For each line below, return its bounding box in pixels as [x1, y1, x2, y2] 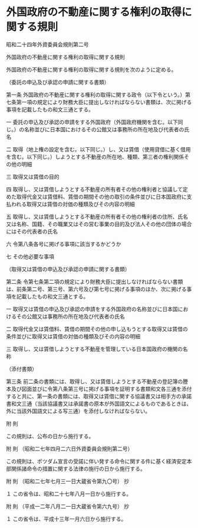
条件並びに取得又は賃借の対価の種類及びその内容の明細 [6, 332, 140, 340]
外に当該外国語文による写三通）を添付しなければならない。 [6, 407, 151, 414]
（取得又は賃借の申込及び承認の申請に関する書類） [6, 265, 130, 273]
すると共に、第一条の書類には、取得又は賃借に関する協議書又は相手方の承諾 [6, 393, 192, 400]
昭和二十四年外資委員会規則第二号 [6, 41, 89, 48]
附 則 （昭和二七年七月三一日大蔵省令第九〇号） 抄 [6, 477, 130, 485]
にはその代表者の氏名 [6, 228, 58, 235]
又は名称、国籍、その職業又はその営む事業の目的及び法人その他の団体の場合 [6, 220, 192, 228]
